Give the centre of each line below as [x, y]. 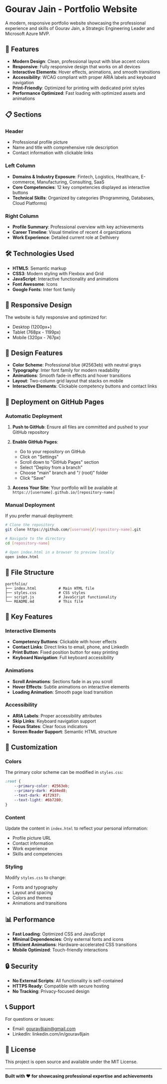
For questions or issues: [30, 1019]
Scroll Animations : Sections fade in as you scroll [62, 681]
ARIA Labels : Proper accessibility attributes [57, 716]
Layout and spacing [33, 893]
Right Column [22, 216]
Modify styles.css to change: [36, 878]
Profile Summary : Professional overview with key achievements [78, 227]
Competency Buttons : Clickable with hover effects [64, 642]
